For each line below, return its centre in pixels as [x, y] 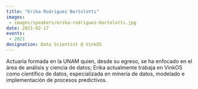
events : [16, 34]
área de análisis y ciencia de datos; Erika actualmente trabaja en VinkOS [94, 67]
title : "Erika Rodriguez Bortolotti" [53, 11]
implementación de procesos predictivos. [57, 80]
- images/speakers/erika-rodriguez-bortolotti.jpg [72, 22]
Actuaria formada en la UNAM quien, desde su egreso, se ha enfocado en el [99, 61]
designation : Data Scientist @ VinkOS [54, 45]
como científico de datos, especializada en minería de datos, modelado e [95, 74]
